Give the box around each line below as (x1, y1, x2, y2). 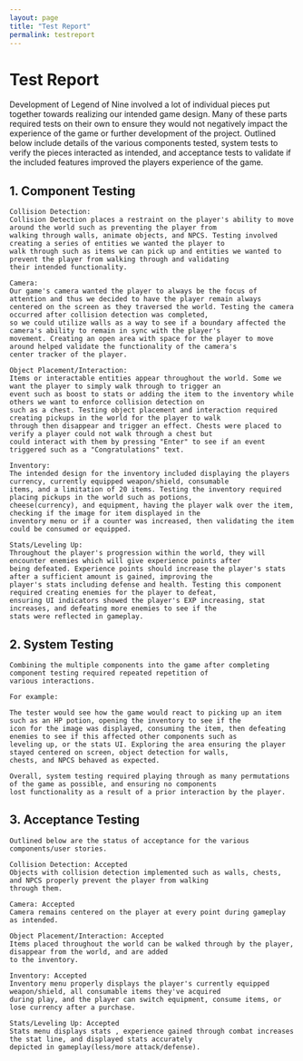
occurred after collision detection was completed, (9, 310, 209, 320)
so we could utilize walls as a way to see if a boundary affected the (9, 318, 286, 327)
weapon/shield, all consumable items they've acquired (9, 987, 221, 996)
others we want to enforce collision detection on (9, 398, 205, 407)
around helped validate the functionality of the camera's (9, 342, 238, 352)
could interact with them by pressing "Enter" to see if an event (9, 437, 266, 447)
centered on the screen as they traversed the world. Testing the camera (9, 303, 295, 312)
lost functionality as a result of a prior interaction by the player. (9, 787, 286, 796)
